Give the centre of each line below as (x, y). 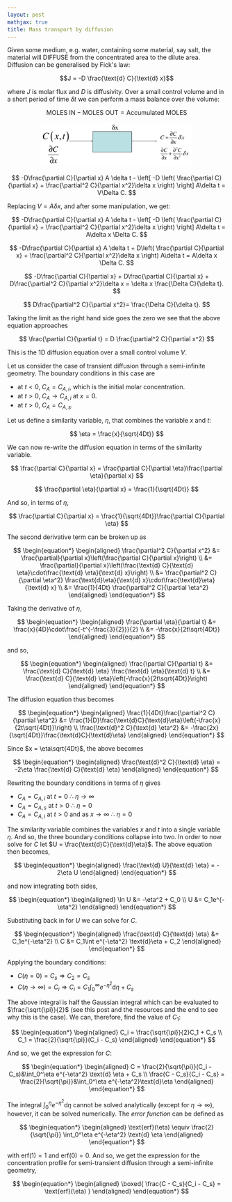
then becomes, (29, 852)
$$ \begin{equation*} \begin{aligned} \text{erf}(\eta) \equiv (105, 1127)
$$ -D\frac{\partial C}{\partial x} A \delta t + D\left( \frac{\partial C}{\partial (117, 248)
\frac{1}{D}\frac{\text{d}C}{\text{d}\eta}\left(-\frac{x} (144, 720)
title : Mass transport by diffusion (60, 29)
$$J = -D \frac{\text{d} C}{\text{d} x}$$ (117, 78)
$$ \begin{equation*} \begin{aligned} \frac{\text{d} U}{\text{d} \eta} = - (117, 865)
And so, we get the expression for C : (60, 1053)
